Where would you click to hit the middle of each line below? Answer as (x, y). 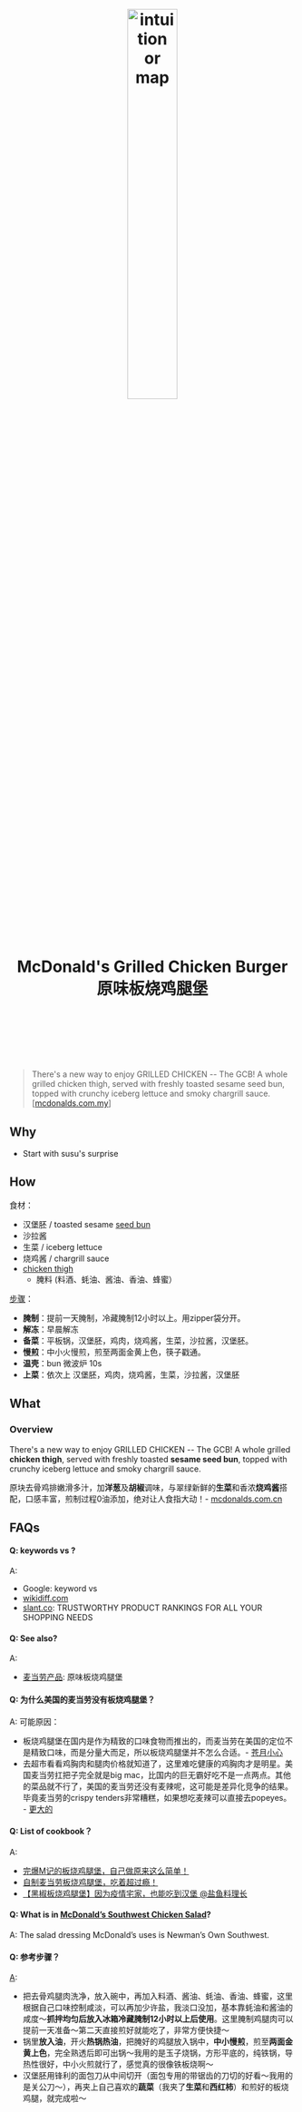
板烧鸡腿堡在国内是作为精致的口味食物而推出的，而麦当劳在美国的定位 (154, 1741)
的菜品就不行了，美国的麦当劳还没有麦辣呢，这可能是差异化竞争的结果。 (157, 1786)
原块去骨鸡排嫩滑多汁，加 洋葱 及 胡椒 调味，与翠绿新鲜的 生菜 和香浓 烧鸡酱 (144, 1487)
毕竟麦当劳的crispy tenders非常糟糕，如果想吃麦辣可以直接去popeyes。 (157, 1797)
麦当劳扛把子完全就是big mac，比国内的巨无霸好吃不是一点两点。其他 (161, 1775)
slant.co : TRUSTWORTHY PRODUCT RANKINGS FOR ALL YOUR (142, 1608)
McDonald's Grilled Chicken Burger (152, 967)
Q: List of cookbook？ (51, 1832)
